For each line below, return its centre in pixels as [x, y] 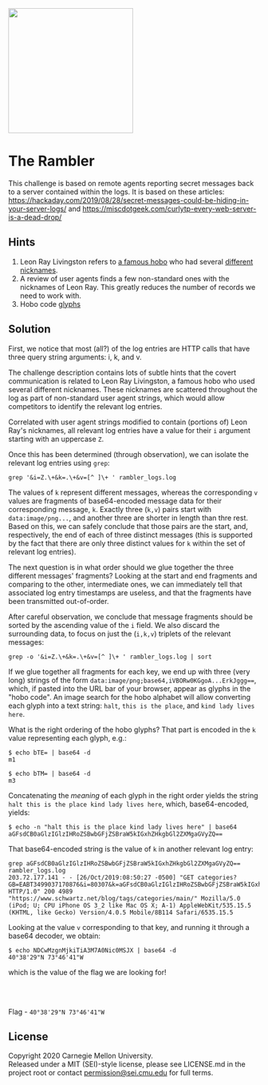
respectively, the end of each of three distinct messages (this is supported [130, 535]
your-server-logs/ [37, 209]
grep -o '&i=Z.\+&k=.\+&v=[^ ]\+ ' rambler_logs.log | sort [110, 657]
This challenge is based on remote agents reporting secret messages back [131, 183]
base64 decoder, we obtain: [55, 936]
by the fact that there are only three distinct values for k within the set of [127, 543]
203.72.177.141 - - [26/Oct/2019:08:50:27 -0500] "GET [101, 877]
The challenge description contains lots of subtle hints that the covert [122, 372]
